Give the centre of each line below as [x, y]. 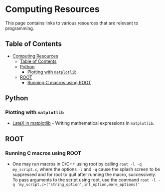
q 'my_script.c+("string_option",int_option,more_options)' [76, 185]
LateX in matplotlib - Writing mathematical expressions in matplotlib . [83, 123]
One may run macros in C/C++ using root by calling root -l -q [77, 164]
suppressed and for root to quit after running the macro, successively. [84, 175]
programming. [20, 28]
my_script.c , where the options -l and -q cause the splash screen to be [86, 169]
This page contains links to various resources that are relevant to [72, 23]
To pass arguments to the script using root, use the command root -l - [86, 180]
